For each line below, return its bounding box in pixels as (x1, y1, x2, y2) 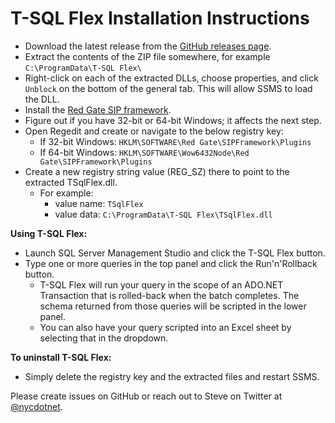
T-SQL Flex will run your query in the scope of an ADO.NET (39, 278, 284, 291)
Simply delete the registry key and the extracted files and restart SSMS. (24, 370, 320, 382)
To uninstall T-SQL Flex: (10, 351, 112, 363)
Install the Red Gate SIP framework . (24, 103, 172, 116)
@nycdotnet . (10, 400, 63, 412)
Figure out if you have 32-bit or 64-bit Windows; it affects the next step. (24, 114, 322, 126)
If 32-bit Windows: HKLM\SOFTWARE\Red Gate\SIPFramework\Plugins (39, 135, 312, 147)
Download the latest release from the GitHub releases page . (24, 40, 272, 52)
